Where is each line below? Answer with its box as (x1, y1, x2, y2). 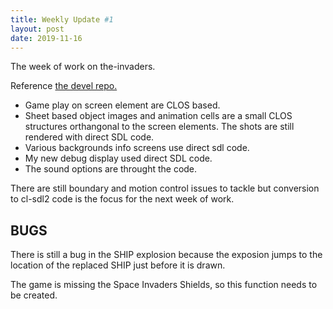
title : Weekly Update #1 (10, 14, 114, 25)
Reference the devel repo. (10, 80, 118, 92)
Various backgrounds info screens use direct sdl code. (24, 142, 250, 154)
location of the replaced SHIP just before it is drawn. (10, 259, 226, 271)
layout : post (10, 24, 65, 34)
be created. (10, 289, 58, 301)
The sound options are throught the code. (24, 163, 198, 175)
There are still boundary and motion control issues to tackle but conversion (10, 182, 320, 195)
